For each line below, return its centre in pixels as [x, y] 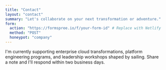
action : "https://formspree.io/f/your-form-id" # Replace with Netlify [85, 28]
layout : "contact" [24, 14]
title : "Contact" [23, 10]
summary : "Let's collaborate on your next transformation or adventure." [83, 19]
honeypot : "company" [31, 38]
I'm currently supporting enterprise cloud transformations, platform [74, 51]
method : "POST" [25, 33]
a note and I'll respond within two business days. [55, 62]
